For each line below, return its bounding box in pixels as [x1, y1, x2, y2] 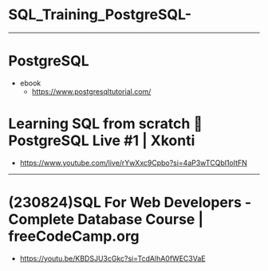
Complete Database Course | [8, 210, 204, 228]
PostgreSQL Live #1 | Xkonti [8, 132, 195, 150]
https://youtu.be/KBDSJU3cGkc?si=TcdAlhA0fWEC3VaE [19, 253, 206, 263]
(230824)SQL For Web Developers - [8, 194, 252, 211]
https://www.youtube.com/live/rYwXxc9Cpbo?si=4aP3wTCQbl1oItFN [19, 158, 247, 167]
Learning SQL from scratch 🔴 [8, 115, 203, 133]
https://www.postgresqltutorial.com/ [31, 86, 152, 96]
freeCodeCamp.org [8, 227, 140, 245]
